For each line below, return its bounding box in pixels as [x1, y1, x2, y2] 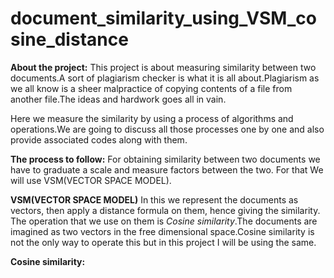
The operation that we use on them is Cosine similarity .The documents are [10, 215, 318, 227]
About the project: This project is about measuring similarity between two [10, 61, 317, 73]
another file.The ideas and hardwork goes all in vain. [10, 93, 227, 105]
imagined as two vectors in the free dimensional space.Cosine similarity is [10, 225, 315, 237]
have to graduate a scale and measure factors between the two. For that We [10, 163, 324, 176]
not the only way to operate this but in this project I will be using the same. [10, 236, 317, 248]
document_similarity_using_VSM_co [10, 7, 317, 30]
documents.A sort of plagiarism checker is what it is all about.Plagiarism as [10, 72, 320, 84]
